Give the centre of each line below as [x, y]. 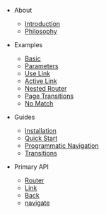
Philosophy [41, 31]
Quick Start [41, 138]
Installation [40, 131]
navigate [37, 203]
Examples [28, 45]
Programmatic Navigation [61, 146]
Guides [24, 117]
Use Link [37, 74]
